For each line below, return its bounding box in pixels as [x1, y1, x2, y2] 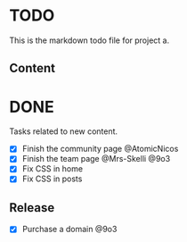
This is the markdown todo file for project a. [9, 35, 170, 46]
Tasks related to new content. [9, 126, 118, 137]
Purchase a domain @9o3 [21, 224, 118, 235]
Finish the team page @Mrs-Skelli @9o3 [21, 154, 171, 164]
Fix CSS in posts [21, 173, 83, 184]
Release [9, 200, 55, 215]
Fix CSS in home [21, 163, 83, 174]
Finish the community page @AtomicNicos [21, 144, 179, 154]
